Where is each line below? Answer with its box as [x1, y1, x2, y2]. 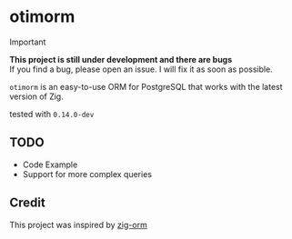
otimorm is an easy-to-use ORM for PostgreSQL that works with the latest [9, 81, 284, 92]
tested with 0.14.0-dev [9, 108, 95, 119]
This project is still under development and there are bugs [9, 54, 233, 65]
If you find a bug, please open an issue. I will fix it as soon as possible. [9, 64, 273, 75]
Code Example [22, 159, 78, 170]
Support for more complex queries [22, 168, 153, 179]
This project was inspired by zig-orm [9, 219, 147, 230]
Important [9, 36, 46, 47]
